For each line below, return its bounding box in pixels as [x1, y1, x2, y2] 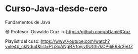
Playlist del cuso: [5, 38, 40, 44]
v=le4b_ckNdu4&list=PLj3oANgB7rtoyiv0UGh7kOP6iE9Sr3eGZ [5, 43, 134, 49]
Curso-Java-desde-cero [5, 3, 108, 14]
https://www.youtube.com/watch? [40, 38, 110, 44]
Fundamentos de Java [5, 19, 50, 25]
